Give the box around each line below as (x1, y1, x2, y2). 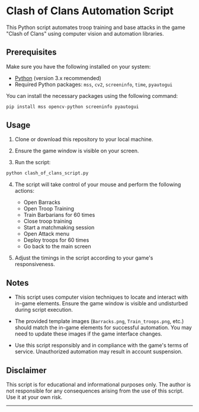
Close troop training (23, 218, 72, 225)
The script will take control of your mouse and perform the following (14, 181, 181, 188)
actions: (14, 187, 34, 194)
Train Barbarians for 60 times (23, 212, 95, 219)
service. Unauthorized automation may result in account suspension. (14, 348, 183, 355)
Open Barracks (23, 199, 60, 206)
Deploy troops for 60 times (23, 237, 89, 244)
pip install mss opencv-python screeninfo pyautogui (6, 104, 139, 110)
